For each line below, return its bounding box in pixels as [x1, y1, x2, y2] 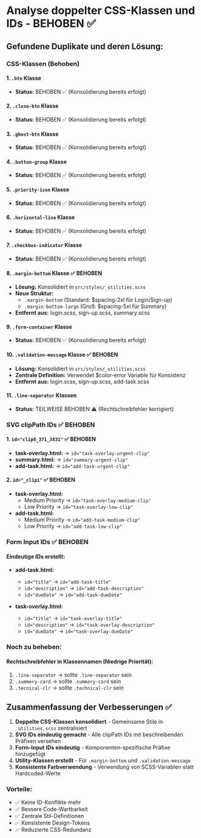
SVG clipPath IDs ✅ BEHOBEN [6, 421, 95, 429]
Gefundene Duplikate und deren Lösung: [6, 41, 163, 52]
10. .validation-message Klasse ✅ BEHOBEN [6, 351, 118, 358]
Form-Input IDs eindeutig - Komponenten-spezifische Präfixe [15, 744, 171, 752]
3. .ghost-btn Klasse [6, 130, 59, 138]
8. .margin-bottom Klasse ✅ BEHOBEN [6, 269, 102, 277]
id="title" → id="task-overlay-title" [24, 615, 123, 622]
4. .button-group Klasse [6, 158, 67, 165]
